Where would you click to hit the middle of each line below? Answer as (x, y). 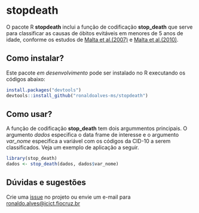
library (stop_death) (32, 159)
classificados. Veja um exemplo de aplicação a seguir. (73, 147)
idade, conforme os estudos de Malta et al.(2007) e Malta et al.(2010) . (92, 39)
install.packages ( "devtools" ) (44, 90)
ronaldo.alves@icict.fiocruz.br (43, 203)
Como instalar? (35, 58)
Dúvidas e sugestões (46, 183)
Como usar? (29, 114)
